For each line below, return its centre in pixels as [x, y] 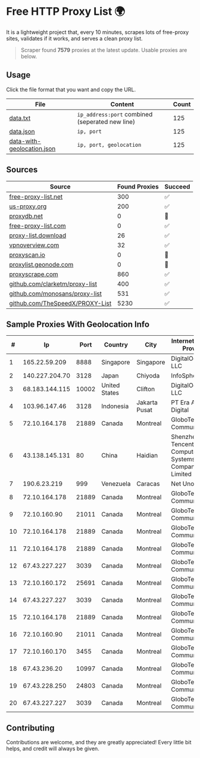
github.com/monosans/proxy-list [56, 293]
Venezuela [116, 484]
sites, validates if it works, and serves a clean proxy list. [74, 38]
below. [29, 56]
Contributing [30, 728]
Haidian [147, 456]
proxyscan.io [27, 255]
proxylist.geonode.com [41, 264]
